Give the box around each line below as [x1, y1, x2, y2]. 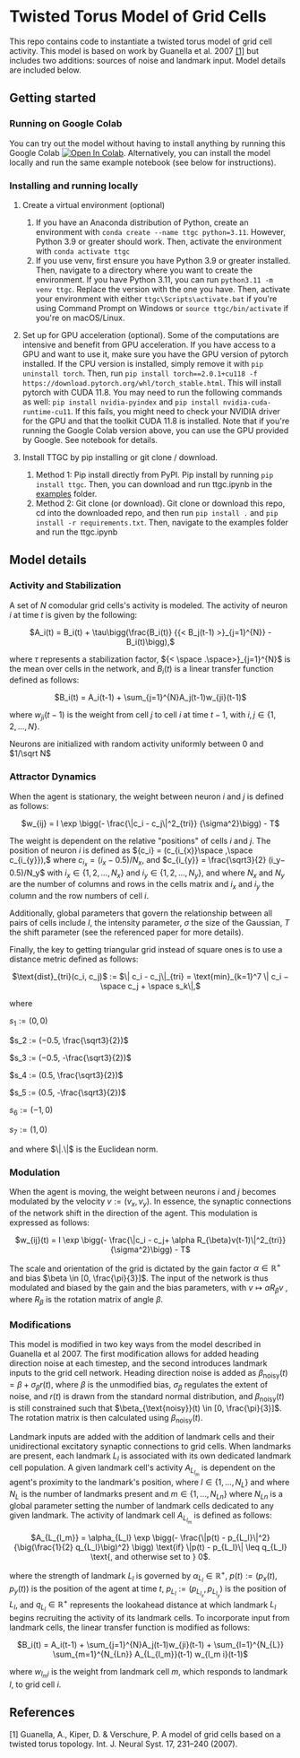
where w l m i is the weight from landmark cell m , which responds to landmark [9, 1666, 288, 1680]
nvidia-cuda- [222, 397, 271, 407]
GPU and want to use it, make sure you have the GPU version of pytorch [21, 348, 289, 360]
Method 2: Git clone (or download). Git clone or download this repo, [35, 498, 286, 509]
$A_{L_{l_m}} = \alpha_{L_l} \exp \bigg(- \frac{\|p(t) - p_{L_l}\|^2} [30, 1532, 270, 1543]
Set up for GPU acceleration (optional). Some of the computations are [21, 329, 279, 340]
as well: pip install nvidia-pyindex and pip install [21, 396, 219, 407]
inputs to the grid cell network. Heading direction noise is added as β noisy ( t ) [9, 1368, 288, 1380]
